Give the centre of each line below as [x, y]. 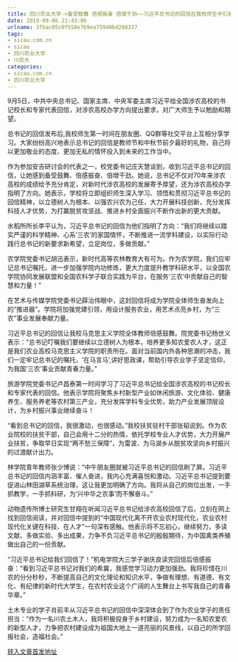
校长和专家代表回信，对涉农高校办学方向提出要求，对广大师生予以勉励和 [119, 110]
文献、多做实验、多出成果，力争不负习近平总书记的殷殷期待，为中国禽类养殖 [119, 536]
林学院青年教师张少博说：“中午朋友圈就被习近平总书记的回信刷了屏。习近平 [118, 467]
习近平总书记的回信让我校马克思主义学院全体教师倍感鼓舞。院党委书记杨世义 [119, 333]
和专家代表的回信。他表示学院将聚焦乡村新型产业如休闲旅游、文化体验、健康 [119, 393]
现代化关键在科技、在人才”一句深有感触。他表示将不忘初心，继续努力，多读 [118, 526]
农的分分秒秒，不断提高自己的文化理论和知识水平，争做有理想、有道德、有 [116, 577]
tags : [15, 34]
